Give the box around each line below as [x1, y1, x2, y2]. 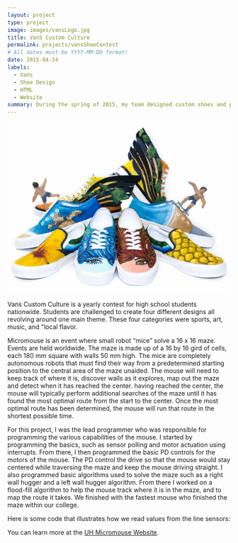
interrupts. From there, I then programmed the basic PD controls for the [7, 447, 216, 457]
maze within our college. [7, 500, 79, 509]
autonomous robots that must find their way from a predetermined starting [7, 359, 225, 367]
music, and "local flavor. [7, 323, 78, 331]
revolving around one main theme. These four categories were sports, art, [7, 315, 223, 323]
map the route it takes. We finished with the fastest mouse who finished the [7, 493, 228, 501]
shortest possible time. [7, 411, 74, 420]
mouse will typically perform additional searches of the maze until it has [7, 388, 217, 397]
